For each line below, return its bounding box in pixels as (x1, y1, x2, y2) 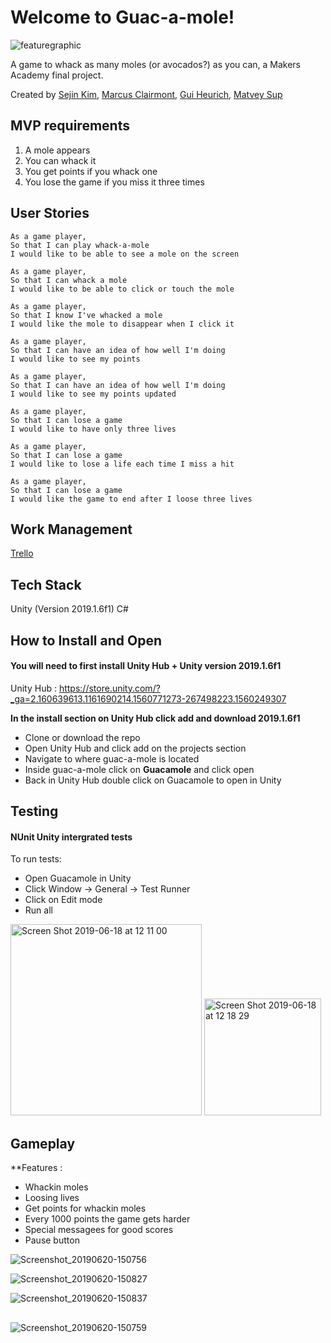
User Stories (10, 205, 90, 222)
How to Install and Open (10, 632, 162, 649)
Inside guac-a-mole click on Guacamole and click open (24, 763, 255, 775)
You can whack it (24, 154, 97, 166)
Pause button (24, 1234, 80, 1246)
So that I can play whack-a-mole (10, 240, 150, 250)
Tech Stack (10, 576, 82, 593)
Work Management (10, 521, 133, 538)
